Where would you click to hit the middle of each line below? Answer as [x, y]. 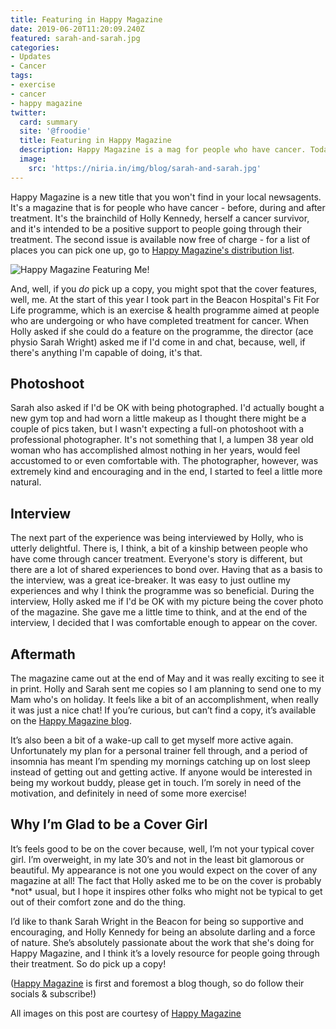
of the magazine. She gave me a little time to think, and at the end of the [159, 612]
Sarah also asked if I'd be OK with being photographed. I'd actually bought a [167, 408]
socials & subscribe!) [53, 993]
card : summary [48, 122]
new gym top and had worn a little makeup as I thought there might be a [158, 418]
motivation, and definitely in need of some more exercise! [128, 793]
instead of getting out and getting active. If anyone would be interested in [161, 772]
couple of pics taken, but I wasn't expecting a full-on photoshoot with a [157, 429]
